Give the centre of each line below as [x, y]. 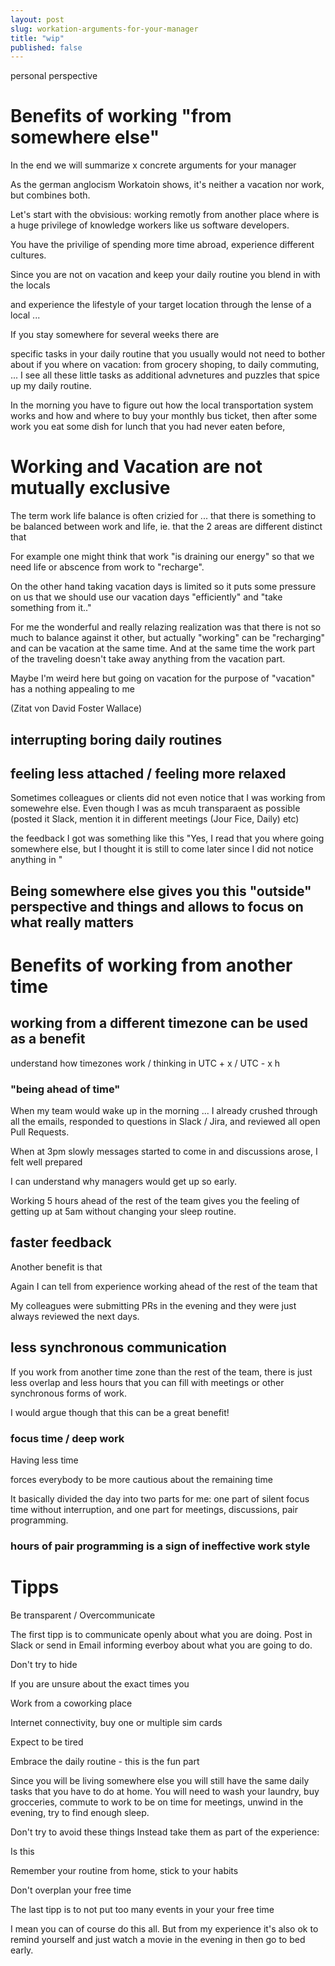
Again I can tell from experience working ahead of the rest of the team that [164, 1286]
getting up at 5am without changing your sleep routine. [123, 1212]
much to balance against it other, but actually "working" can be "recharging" [168, 638]
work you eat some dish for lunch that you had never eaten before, [148, 427]
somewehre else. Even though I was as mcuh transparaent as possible [155, 808]
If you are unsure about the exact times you [100, 1683]
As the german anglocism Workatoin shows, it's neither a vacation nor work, [167, 185]
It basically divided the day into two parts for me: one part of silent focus [160, 1498]
